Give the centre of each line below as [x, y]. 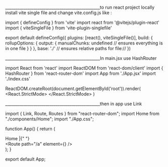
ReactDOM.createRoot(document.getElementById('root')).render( [73, 89]
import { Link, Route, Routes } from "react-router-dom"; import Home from [82, 114]
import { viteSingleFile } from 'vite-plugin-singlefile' [59, 28]
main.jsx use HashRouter [131, 58]
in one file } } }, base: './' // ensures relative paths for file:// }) [68, 48]
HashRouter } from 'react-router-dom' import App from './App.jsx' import [80, 73]
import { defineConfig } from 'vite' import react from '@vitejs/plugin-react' [82, 23]
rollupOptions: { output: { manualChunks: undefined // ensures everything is [84, 43]
